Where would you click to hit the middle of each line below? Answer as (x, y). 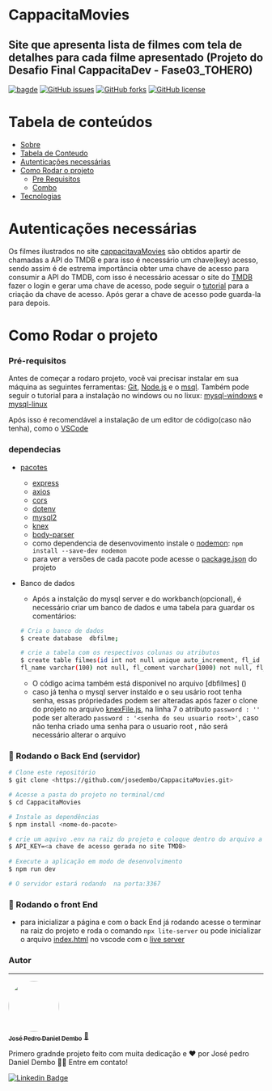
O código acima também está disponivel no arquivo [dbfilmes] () (139, 683)
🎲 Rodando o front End (53, 904)
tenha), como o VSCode (49, 429)
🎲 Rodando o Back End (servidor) (74, 756)
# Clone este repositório (52, 773)
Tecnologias (40, 196)
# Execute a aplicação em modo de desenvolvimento (96, 862)
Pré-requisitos (37, 360)
